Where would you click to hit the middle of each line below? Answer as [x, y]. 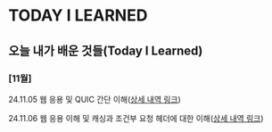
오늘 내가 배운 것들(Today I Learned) [106, 50]
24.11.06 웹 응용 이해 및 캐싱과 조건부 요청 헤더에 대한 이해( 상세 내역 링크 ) [136, 118]
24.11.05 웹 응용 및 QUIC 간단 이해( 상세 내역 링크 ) [95, 99]
